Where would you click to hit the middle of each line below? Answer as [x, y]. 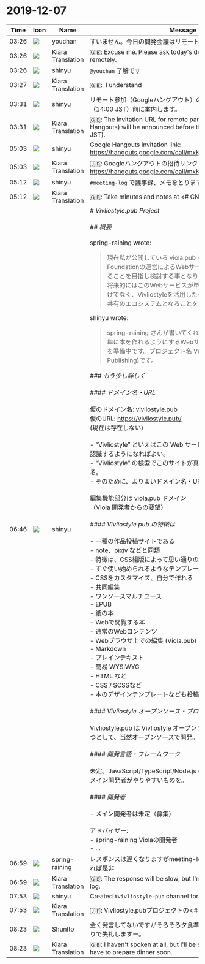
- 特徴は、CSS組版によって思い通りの [144, 560]
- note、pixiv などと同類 [125, 550]
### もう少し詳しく [118, 376]
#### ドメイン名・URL [122, 392]
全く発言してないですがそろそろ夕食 [141, 925]
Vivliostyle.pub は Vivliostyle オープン [143, 728]
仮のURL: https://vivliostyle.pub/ [135, 419]
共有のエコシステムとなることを [153, 303]
